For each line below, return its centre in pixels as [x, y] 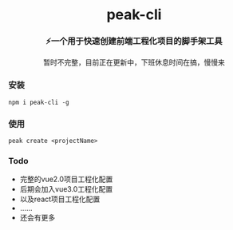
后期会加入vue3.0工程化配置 [66, 189]
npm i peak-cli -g [39, 102]
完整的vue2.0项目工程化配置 [66, 179]
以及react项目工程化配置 [60, 199]
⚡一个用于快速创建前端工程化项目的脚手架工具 [134, 42]
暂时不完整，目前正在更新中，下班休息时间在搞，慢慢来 [134, 62]
